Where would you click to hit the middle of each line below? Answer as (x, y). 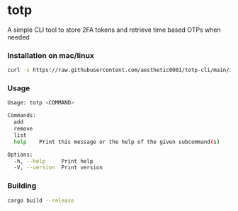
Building (22, 186)
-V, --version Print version (58, 168)
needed (18, 37)
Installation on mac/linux (51, 55)
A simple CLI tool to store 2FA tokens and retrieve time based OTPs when (114, 30)
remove (23, 129)
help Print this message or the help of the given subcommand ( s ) (117, 142)
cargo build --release (41, 200)
